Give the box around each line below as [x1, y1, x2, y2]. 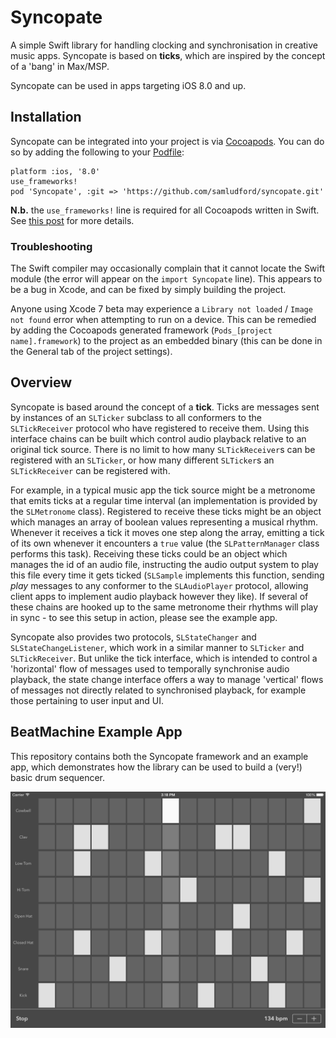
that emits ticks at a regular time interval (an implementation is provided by [10, 494, 318, 506]
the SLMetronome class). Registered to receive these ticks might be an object [10, 505, 322, 517]
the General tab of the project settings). [10, 346, 173, 358]
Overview [10, 374, 73, 391]
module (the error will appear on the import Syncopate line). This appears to [10, 273, 323, 285]
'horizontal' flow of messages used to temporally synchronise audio [10, 662, 290, 675]
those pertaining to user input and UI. [10, 694, 165, 706]
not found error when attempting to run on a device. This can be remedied [10, 314, 317, 326]
